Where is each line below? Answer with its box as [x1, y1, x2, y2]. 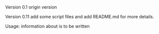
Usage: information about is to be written [5, 23, 90, 29]
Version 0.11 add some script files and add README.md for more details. [5, 14, 154, 19]
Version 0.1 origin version [5, 4, 57, 10]
